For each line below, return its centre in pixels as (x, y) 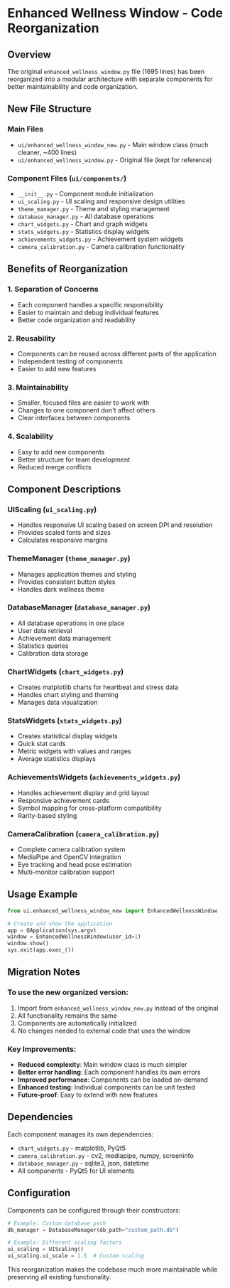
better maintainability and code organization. (73, 86)
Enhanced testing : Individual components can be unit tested (106, 1087)
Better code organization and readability (77, 320)
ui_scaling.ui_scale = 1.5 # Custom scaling (76, 1256)
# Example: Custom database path (57, 1223)
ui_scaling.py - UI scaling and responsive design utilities (102, 201)
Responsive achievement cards (64, 800)
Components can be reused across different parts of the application (117, 353)
